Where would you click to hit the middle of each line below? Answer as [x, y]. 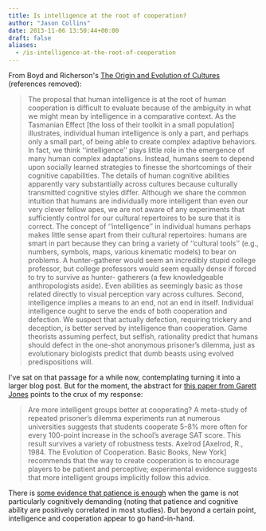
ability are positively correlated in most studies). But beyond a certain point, [132, 510]
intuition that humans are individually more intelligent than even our [138, 201]
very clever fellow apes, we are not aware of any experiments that [136, 209]
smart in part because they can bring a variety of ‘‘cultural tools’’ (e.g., [143, 243]
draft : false [30, 38]
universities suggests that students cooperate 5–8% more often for [138, 427]
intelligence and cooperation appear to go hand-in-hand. [102, 518]
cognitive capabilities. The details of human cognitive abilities [129, 175]
